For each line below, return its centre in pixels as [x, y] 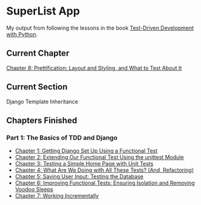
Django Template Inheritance [42, 102]
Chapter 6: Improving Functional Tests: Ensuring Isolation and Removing [105, 183]
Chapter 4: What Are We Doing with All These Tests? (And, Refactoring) [104, 170]
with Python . [22, 34]
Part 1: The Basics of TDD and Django [62, 137]
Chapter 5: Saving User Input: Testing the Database [79, 177]
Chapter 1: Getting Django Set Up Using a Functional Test [86, 151]
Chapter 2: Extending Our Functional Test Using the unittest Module [99, 157]
